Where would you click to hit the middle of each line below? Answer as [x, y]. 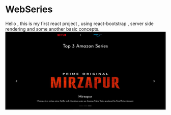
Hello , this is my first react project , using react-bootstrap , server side [80, 24]
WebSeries [29, 9]
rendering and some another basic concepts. [52, 29]
